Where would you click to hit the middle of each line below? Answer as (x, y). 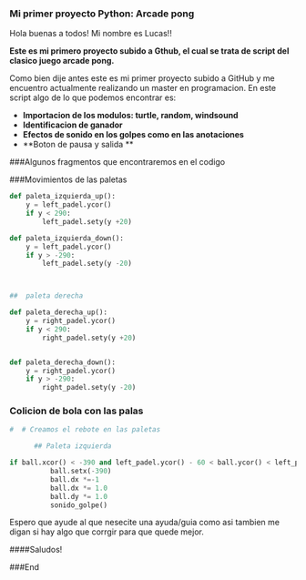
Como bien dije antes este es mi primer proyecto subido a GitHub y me (142, 78)
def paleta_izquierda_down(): (67, 238)
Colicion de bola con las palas (76, 411)
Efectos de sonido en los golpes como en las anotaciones (133, 135)
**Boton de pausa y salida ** (78, 145)
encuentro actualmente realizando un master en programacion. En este (143, 88)
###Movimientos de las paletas (68, 179)
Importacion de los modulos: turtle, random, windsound (130, 116)
